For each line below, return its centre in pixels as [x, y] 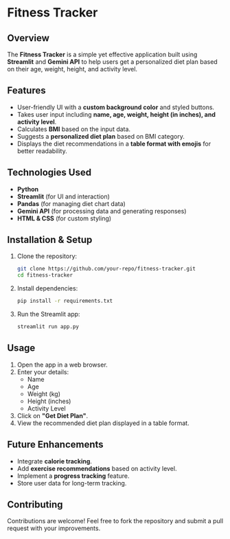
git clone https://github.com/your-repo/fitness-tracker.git [106, 269]
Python [28, 189]
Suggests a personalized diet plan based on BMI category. [101, 136]
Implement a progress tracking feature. [73, 476]
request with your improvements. [54, 528]
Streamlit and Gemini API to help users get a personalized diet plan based [112, 62]
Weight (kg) [44, 393]
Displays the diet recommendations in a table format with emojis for [114, 144]
